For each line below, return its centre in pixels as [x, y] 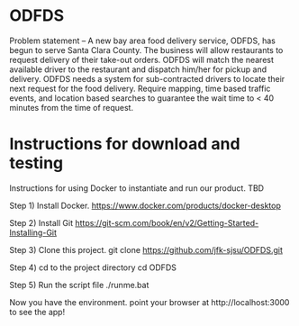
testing [36, 163]
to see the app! [37, 312]
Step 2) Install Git [41, 222]
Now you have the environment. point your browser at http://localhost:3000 [149, 302]
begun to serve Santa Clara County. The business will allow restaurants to [146, 50]
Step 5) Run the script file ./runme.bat [79, 285]
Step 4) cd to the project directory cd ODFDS [93, 267]
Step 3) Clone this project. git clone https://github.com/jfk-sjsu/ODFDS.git [146, 249]
